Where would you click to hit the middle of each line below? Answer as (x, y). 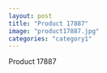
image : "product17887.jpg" (54, 31)
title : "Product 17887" (49, 24)
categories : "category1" (50, 39)
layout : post (30, 16)
